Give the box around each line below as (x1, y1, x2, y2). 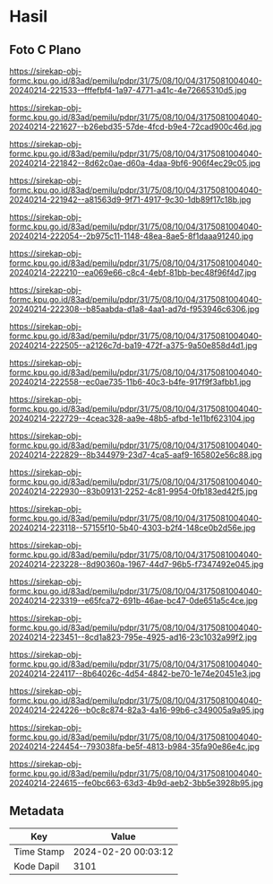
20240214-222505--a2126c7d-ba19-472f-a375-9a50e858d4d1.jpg (9, 340, 258, 351)
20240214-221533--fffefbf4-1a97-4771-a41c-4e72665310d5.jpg (9, 85, 247, 95)
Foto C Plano (9, 42, 81, 57)
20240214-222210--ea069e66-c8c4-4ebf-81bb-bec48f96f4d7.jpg (9, 267, 257, 277)
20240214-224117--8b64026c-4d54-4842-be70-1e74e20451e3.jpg (9, 669, 261, 678)
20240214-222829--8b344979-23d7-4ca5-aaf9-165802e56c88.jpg (9, 450, 262, 460)
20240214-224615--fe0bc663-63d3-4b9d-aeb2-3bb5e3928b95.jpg (9, 778, 264, 788)
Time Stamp (13, 845, 65, 858)
